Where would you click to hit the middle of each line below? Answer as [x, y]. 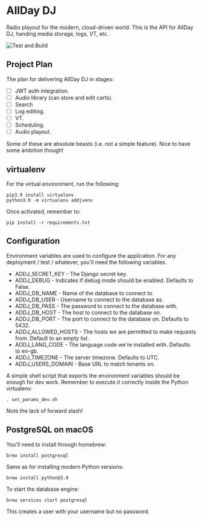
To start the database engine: [43, 489]
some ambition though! [35, 150]
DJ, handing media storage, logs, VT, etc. [58, 33]
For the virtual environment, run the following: [63, 184]
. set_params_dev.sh [32, 399]
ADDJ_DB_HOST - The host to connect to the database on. [88, 312]
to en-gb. [27, 351]
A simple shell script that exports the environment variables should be [93, 375]
